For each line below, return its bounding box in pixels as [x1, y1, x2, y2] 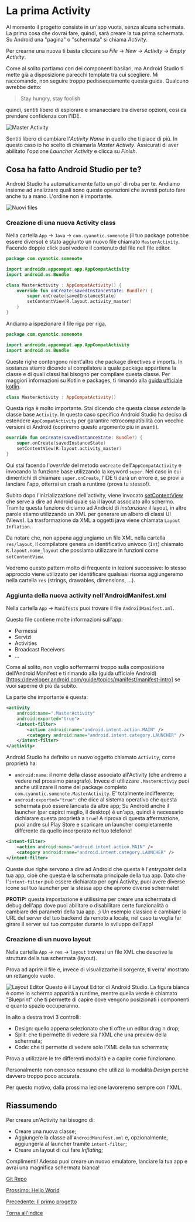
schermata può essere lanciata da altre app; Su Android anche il [14, 803, 170, 810]
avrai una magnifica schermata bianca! [6, 1164, 100, 1171]
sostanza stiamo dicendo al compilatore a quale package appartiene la [6, 364, 177, 371]
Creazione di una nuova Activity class [6, 219, 116, 227]
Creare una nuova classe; [14, 1128, 77, 1135]
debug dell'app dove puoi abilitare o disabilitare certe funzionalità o [6, 902, 169, 909]
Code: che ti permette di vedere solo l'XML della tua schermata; [14, 1044, 169, 1051]
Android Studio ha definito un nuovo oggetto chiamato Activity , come [6, 754, 176, 761]
